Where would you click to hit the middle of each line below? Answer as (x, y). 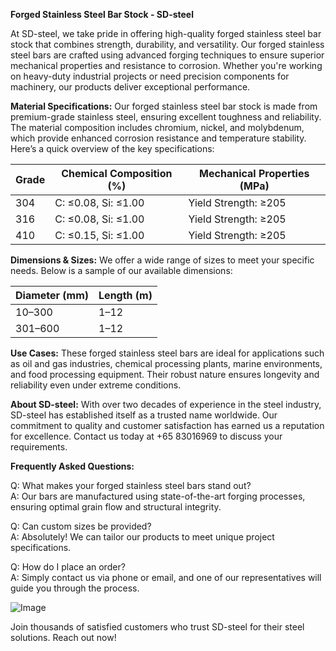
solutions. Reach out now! (63, 637)
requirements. (39, 447)
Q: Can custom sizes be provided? (81, 526)
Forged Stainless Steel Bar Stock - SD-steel (102, 14)
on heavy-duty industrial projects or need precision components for (150, 76)
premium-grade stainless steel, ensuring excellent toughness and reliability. (166, 117)
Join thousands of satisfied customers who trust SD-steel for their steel (157, 627)
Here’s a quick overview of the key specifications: (112, 148)
